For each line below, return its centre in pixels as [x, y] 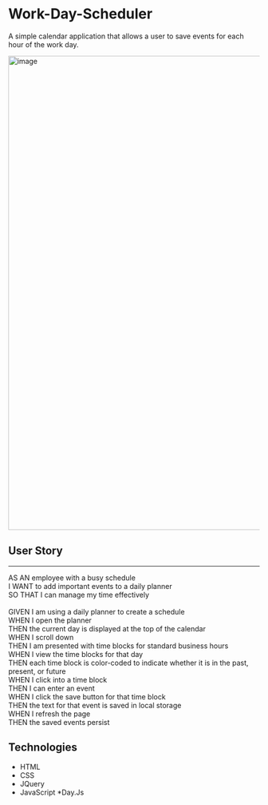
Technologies [43, 748]
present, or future [37, 671]
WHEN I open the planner [50, 620]
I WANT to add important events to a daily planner [91, 586]
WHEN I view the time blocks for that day [76, 654]
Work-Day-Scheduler [81, 14]
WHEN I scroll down [41, 637]
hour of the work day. [43, 44]
